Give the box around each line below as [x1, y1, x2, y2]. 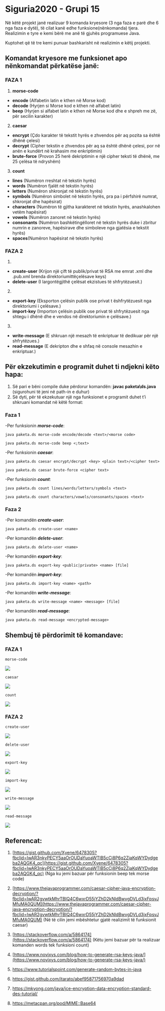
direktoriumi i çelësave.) [12, 303, 62, 309]
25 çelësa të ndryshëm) [12, 158, 61, 164]
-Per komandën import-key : [5, 572, 63, 578]
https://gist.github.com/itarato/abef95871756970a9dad [12, 976, 124, 982]
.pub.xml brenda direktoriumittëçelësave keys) [12, 273, 107, 279]
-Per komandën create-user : [5, 517, 64, 523]
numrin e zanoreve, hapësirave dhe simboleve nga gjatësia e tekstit [12, 224, 149, 230]
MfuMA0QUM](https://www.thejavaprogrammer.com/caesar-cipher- [12, 901, 152, 907]
